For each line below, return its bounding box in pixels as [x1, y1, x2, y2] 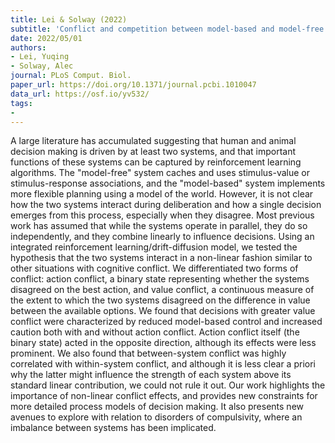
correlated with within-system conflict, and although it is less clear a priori [10, 358, 316, 370]
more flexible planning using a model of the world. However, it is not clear [10, 188, 314, 200]
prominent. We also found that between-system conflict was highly [10, 347, 287, 360]
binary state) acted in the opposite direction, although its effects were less [10, 337, 317, 349]
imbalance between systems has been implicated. [10, 422, 217, 434]
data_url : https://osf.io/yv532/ [10, 89, 150, 99]
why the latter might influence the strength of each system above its [10, 369, 292, 381]
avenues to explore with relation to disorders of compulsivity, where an [10, 411, 303, 423]
